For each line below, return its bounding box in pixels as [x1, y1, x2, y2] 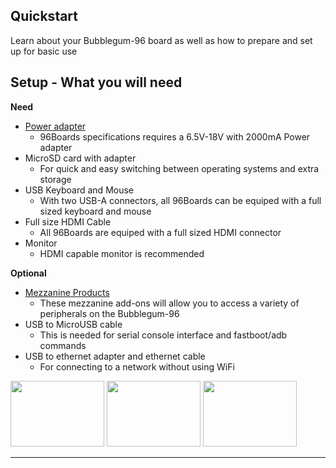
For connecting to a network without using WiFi [39, 360, 235, 373]
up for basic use [10, 45, 78, 57]
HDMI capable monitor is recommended [39, 247, 205, 259]
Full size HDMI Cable [24, 215, 112, 228]
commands [39, 339, 87, 351]
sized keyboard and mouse [39, 205, 152, 217]
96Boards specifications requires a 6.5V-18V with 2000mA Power [39, 130, 311, 143]
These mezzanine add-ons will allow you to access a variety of [39, 297, 300, 309]
